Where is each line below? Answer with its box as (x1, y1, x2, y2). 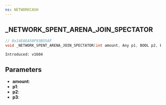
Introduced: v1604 (5, 52, 43, 57)
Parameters (5, 65, 42, 74)
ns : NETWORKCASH (5, 7, 39, 12)
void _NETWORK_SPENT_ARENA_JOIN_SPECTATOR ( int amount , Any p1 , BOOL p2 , (5, 43, 158, 48)
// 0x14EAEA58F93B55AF (5, 38, 52, 43)
